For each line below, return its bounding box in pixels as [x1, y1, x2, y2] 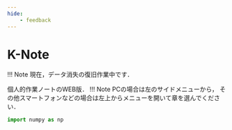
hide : [7, 10, 23, 17]
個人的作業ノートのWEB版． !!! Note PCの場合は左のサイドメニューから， [7, 85, 218, 94]
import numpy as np [7, 116, 64, 124]
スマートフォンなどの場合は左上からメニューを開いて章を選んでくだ [19, 94, 215, 102]
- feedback [20, 17, 52, 24]
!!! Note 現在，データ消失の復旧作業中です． [7, 70, 134, 79]
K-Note [7, 47, 50, 63]
